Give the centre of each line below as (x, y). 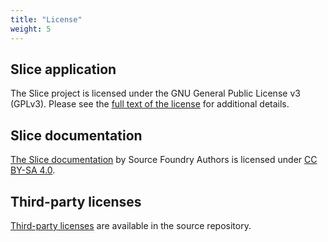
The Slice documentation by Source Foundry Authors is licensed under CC (164, 160)
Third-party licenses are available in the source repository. (131, 225)
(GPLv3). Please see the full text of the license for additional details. (150, 104)
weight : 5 (31, 29)
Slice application (63, 69)
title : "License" (46, 19)
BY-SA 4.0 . (33, 170)
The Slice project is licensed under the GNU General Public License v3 (155, 93)
